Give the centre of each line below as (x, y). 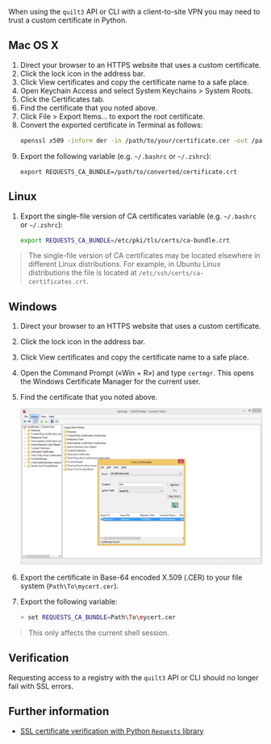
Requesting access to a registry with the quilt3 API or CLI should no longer (134, 677)
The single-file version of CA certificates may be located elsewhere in (144, 256)
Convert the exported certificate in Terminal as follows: (111, 125)
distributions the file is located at (82, 272)
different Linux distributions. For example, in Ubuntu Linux (124, 264)
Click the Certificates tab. (62, 99)
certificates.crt (57, 282)
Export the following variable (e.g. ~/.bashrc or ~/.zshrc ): (116, 156)
